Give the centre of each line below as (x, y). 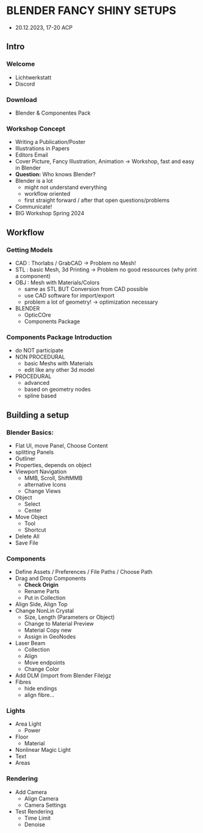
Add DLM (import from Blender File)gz (63, 676)
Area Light (28, 724)
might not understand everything (66, 187)
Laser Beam (30, 643)
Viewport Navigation (41, 471)
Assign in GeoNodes (50, 637)
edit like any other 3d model (59, 370)
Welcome (21, 64)
